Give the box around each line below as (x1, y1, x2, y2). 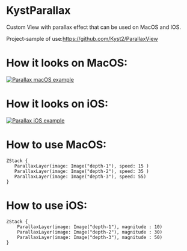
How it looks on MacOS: (6, 56, 128, 70)
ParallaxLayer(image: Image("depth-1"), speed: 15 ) (14, 163, 149, 169)
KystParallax (6, 4, 71, 17)
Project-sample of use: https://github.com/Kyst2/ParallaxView (6, 35, 158, 42)
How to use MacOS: (6, 138, 107, 151)
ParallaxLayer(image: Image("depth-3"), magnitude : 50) (17, 234, 163, 240)
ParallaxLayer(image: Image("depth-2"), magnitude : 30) (17, 229, 163, 235)
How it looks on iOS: (6, 97, 109, 111)
